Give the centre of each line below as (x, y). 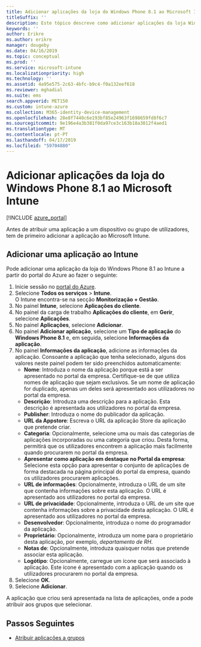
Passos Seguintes (40, 623)
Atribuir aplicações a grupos (50, 638)
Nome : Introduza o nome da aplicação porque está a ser (93, 370)
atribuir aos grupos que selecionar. (49, 604)
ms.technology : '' (29, 79)
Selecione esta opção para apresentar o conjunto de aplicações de (106, 465)
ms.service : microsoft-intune (44, 68)
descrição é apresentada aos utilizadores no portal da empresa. (102, 408)
